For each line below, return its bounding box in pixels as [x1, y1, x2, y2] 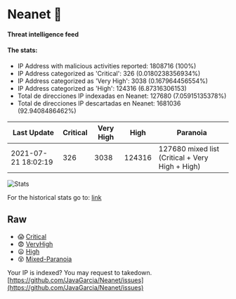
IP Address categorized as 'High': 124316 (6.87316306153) [17, 84, 188, 92]
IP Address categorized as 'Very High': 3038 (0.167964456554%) [17, 77, 209, 85]
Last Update [13, 127, 55, 137]
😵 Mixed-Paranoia [17, 255, 72, 263]
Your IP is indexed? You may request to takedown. [7, 268, 152, 276]
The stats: [7, 46, 38, 55]
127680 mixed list [158, 144, 220, 153]
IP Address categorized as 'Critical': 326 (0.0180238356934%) [17, 69, 201, 77]
